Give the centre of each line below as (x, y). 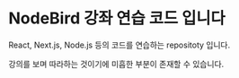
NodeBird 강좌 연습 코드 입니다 (117, 18)
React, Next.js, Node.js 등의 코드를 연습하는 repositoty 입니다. (119, 45)
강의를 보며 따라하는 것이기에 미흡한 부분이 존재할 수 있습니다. (116, 64)
